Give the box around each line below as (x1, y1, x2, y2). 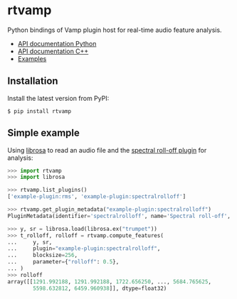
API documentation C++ (17, 47, 89, 55)
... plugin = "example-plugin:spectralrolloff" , (7, 245, 161, 252)
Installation (7, 75, 58, 87)
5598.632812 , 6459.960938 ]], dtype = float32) (33, 285, 167, 292)
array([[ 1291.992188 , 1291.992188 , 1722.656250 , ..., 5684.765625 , (7, 278, 212, 286)
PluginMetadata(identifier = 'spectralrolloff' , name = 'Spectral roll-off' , (7, 212, 231, 219)
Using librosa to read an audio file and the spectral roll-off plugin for (7, 146, 207, 154)
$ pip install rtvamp (7, 107, 72, 115)
